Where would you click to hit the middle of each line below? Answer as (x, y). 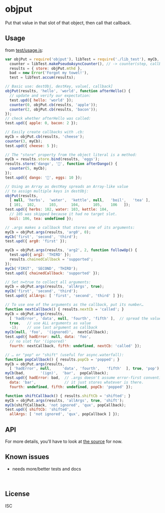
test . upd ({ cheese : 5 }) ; (31, 146)
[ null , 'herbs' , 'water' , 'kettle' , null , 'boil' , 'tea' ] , (80, 200)
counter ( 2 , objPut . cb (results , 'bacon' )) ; (54, 110)
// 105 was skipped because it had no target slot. (64, 214)
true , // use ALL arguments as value (50, 323)
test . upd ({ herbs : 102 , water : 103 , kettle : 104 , (57, 210)
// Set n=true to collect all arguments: (48, 282)
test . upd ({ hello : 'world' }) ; (41, 100)
